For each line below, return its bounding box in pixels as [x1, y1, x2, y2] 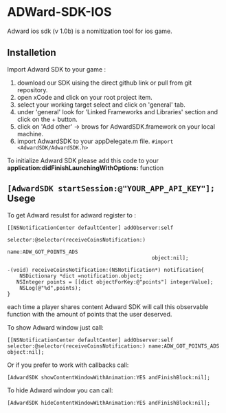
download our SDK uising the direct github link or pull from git [16, 78, 192, 87]
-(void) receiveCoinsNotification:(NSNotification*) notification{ [7, 266, 205, 273]
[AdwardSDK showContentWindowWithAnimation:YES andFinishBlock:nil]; [7, 374, 211, 381]
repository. [16, 85, 48, 94]
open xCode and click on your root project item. [16, 93, 152, 101]
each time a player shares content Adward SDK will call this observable [7, 302, 209, 310]
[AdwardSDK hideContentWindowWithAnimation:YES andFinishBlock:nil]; [7, 399, 211, 406]
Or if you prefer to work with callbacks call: [7, 361, 129, 369]
